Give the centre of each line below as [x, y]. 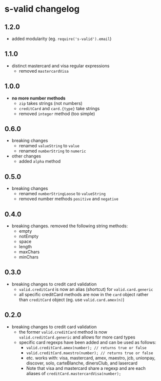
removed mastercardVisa [44, 71]
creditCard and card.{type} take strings [59, 108]
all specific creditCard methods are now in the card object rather [84, 294]
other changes [26, 156]
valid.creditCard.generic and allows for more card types [77, 337]
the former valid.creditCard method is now [63, 332]
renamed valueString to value [49, 146]
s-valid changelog [42, 9]
